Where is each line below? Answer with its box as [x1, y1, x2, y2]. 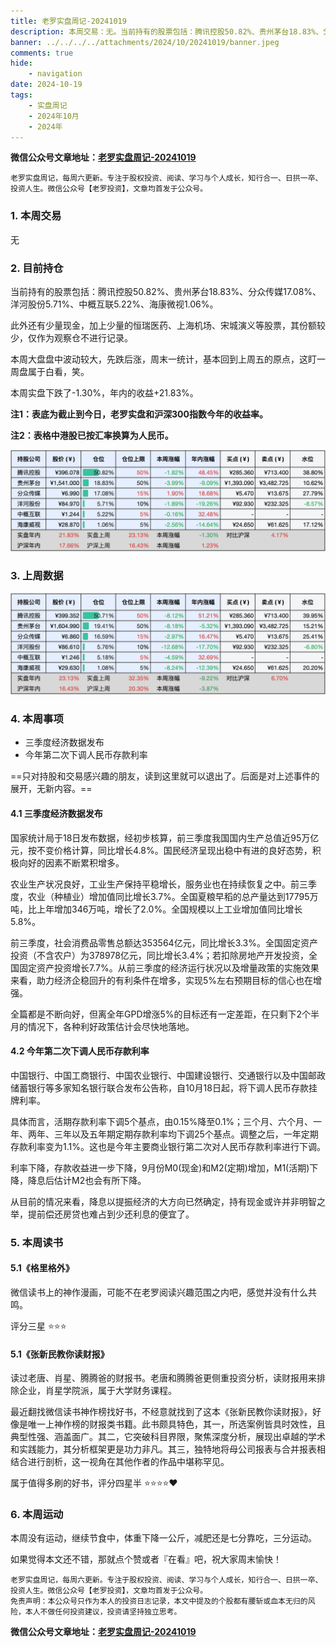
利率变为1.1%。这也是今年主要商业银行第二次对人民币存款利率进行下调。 [27, 1140, 326, 1152]
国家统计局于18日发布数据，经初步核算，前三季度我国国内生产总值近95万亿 [10, 831, 320, 844]
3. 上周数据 [10, 569, 64, 583]
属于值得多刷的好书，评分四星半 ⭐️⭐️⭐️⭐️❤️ [10, 1477, 178, 1489]
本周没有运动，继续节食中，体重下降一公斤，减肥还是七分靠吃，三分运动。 [10, 1532, 317, 1544]
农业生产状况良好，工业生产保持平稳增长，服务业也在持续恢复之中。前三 [10, 878, 308, 890]
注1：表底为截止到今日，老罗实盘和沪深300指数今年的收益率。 [10, 408, 268, 420]
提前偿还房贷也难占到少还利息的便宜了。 [27, 1208, 195, 1220]
